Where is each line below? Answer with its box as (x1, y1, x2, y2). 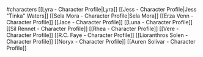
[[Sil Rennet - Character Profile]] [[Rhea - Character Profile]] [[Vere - (6, 25, 179, 32)
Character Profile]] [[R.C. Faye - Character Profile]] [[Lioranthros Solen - (6, 32, 188, 39)
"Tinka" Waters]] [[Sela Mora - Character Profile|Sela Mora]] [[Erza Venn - (6, 12, 194, 19)
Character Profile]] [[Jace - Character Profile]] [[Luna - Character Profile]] (6, 19, 193, 25)
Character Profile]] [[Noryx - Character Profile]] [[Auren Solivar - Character (6, 38, 196, 45)
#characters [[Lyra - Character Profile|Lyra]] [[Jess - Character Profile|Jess (6, 6, 197, 13)
